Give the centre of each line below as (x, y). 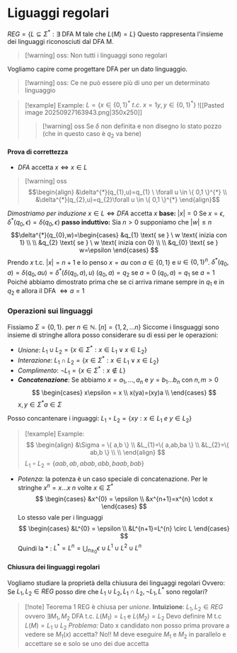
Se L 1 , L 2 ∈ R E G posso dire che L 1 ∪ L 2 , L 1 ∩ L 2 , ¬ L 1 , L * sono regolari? (108, 591)
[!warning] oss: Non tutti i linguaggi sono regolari (96, 55)
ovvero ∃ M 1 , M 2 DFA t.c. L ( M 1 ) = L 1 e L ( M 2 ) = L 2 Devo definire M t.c (123, 617)
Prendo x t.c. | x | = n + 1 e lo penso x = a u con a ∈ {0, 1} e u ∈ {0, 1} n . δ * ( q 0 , (118, 262)
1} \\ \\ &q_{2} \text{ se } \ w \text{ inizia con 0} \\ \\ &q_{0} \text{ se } (119, 242)
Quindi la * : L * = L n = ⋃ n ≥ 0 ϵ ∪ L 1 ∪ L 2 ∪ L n (80, 549)
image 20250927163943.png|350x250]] (83, 113)
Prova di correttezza (38, 152)
